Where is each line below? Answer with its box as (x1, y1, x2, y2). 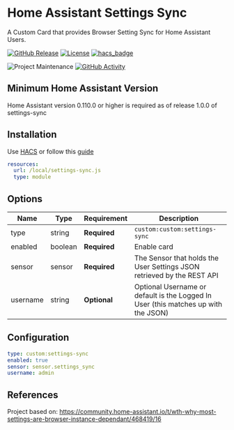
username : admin (7, 369, 54, 377)
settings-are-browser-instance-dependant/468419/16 (7, 415, 162, 423)
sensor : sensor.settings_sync (7, 363, 95, 370)
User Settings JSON (134, 262, 200, 271)
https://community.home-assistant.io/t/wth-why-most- (58, 408, 217, 416)
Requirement (84, 214, 127, 223)
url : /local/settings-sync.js (13, 167, 101, 174)
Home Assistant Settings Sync (7, 5, 187, 21)
